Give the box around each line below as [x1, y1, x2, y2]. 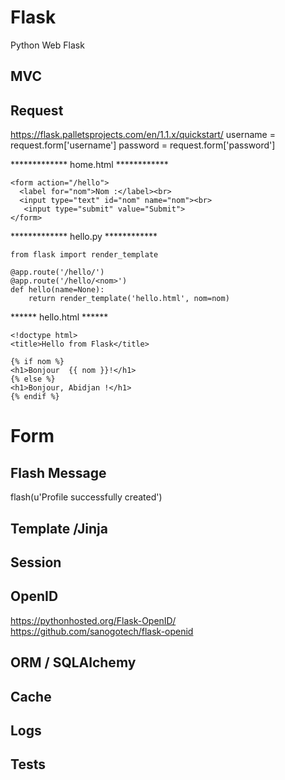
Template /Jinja [10, 520, 108, 537]
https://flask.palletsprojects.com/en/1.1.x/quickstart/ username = [10, 129, 276, 141]
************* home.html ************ [10, 159, 169, 171]
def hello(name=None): [10, 285, 105, 295]
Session [10, 554, 62, 571]
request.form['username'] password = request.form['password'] [10, 139, 276, 151]
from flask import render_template [10, 250, 159, 260]
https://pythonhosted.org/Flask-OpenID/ [10, 614, 177, 626]
